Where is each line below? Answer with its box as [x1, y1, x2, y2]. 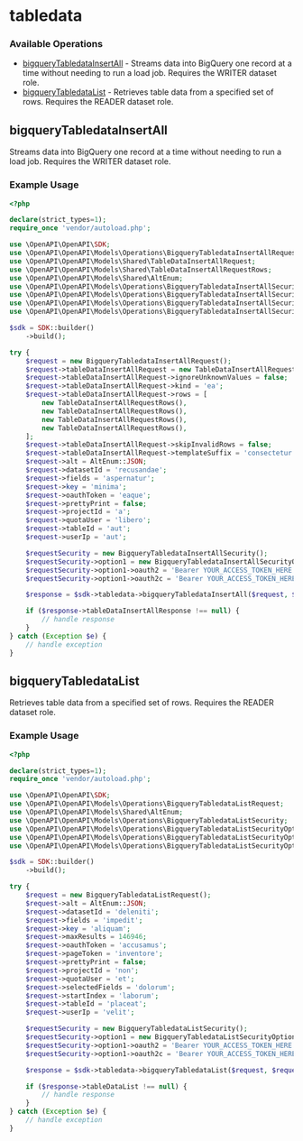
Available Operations [9, 38, 104, 51]
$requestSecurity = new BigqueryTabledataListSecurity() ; [25, 1025, 248, 1034]
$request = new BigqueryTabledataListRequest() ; [25, 890, 212, 900]
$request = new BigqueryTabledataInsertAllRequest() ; [25, 356, 232, 365]
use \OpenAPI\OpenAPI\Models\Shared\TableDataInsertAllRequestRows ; [9, 265, 272, 274]
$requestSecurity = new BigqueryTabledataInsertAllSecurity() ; [25, 548, 269, 557]
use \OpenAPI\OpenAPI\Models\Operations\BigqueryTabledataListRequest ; [9, 799, 284, 808]
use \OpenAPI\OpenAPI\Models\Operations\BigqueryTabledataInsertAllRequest [9, 249, 300, 258]
